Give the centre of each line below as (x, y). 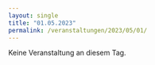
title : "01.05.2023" (43, 23)
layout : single (33, 15)
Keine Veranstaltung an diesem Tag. (67, 53)
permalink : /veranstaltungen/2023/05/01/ (78, 30)
